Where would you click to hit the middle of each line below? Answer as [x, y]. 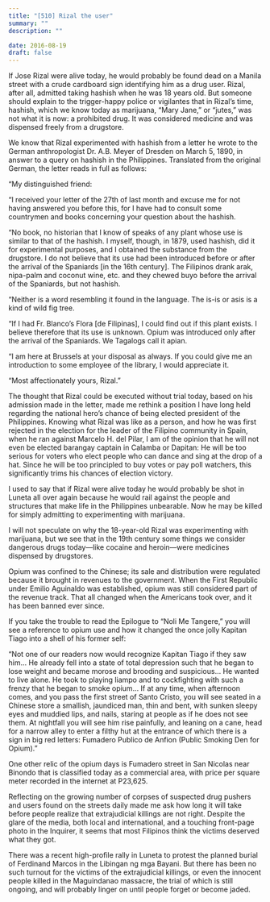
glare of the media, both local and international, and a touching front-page [131, 822]
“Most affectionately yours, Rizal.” [64, 380]
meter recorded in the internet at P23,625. [78, 781]
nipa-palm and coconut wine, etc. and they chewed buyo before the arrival [133, 276]
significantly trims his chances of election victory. [91, 473]
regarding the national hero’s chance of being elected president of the [125, 414]
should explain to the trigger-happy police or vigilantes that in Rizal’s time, [131, 102]
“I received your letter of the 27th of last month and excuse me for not [124, 200]
